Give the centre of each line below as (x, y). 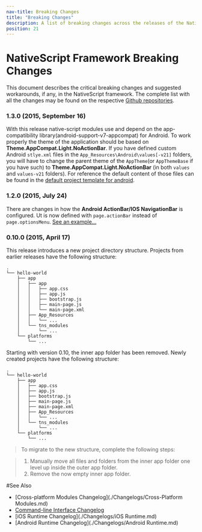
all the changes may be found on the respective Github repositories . (90, 100)
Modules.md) (31, 504)
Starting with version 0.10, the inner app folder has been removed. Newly (96, 353)
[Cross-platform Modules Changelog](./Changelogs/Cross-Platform (99, 497)
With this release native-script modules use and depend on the (84, 129)
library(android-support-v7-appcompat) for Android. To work (115, 135)
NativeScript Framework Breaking (93, 58)
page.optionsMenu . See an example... (51, 222)
